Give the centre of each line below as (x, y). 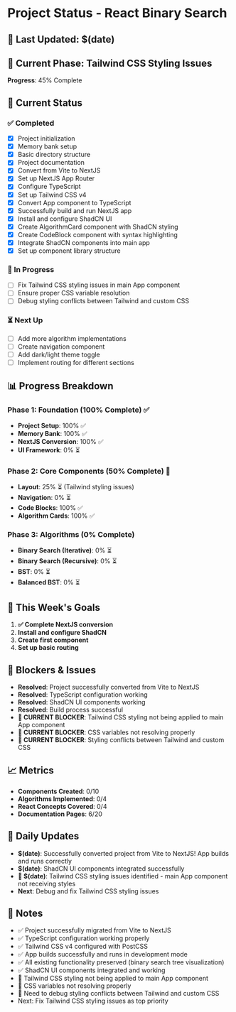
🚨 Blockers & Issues (52, 670)
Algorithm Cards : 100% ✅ (56, 516)
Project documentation (51, 163)
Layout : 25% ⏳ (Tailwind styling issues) (76, 487)
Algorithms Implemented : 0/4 (62, 799)
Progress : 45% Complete (45, 80)
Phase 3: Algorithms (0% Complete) (71, 534)
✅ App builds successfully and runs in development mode (103, 954)
